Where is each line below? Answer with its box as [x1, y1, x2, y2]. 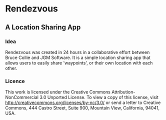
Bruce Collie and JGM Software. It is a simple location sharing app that [5, 54, 151, 60]
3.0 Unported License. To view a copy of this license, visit [39, 94, 159, 100]
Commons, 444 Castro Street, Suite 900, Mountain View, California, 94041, [5, 105, 160, 111]
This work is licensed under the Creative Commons [5, 89, 111, 95]
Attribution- [111, 89, 135, 95]
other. [5, 65, 17, 71]
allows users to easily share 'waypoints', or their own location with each [5, 59, 153, 65]
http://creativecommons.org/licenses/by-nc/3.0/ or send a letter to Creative [5, 99, 161, 105]
